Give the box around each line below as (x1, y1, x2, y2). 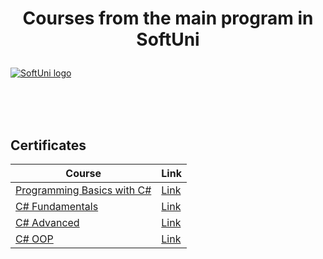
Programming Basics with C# (15, 183, 152, 197)
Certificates (10, 137, 87, 154)
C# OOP (15, 232, 54, 246)
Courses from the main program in (22, 7, 314, 30)
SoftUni (136, 28, 200, 51)
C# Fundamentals (15, 200, 99, 213)
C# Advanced (15, 216, 80, 229)
